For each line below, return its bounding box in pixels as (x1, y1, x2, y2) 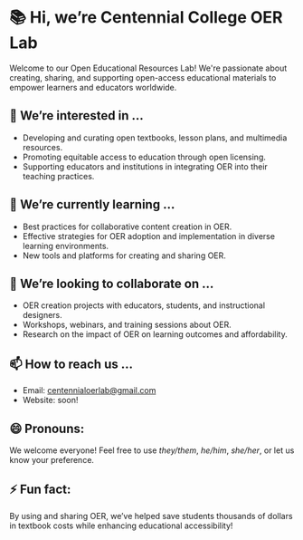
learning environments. (22, 240, 109, 251)
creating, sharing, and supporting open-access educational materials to (9, 72, 277, 82)
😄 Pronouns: (9, 420, 85, 436)
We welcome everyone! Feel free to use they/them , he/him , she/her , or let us (9, 445, 295, 456)
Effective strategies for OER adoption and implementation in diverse (22, 230, 276, 241)
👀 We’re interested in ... (9, 108, 145, 123)
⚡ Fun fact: (9, 482, 71, 497)
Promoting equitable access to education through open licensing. (22, 151, 267, 162)
